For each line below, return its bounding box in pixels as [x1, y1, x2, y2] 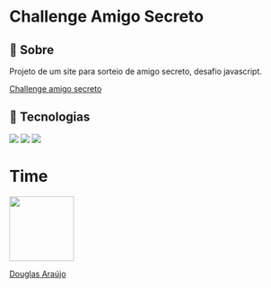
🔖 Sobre [9, 42, 55, 58]
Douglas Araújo [9, 268, 66, 279]
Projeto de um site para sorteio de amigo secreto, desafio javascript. [9, 66, 263, 76]
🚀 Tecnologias [9, 110, 91, 125]
